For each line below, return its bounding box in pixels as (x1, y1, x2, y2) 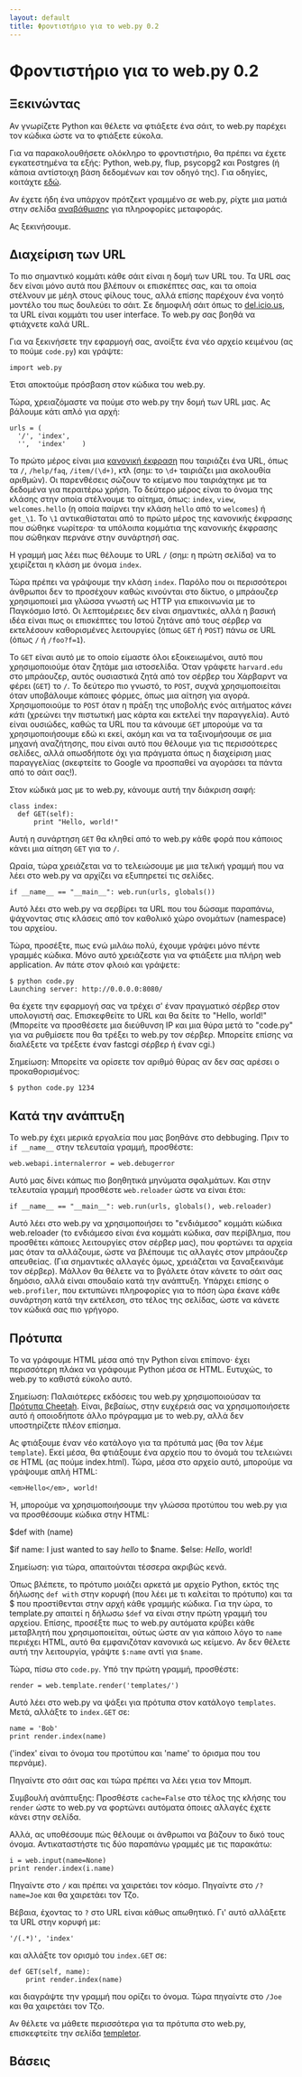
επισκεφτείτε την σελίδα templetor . (9, 2027, 142, 2038)
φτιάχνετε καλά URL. (9, 319, 90, 330)
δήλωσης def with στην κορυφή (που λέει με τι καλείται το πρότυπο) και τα (9, 1588, 293, 1599)
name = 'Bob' (9, 1724, 59, 1733)
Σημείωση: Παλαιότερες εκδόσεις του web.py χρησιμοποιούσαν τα (9, 1391, 261, 1402)
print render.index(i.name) (9, 1864, 115, 1873)
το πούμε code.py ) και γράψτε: (9, 346, 124, 357)
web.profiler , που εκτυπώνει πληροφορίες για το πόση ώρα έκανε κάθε (9, 1285, 281, 1296)
